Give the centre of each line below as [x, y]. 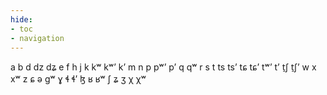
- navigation [37, 38]
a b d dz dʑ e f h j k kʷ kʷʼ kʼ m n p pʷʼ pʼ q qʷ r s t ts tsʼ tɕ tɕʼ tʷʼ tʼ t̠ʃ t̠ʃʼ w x [163, 67]
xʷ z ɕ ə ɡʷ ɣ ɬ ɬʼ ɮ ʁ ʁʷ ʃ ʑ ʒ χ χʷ [78, 79]
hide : [21, 19]
